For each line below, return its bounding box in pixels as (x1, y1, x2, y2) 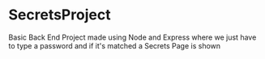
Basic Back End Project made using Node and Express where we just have (8, 32, 257, 42)
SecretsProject (8, 6, 111, 24)
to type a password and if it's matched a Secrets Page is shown (8, 40, 221, 50)
